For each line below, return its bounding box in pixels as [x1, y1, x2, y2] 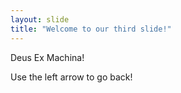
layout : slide [10, 14, 70, 25]
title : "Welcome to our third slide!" [10, 24, 172, 34]
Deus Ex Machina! [10, 51, 85, 63]
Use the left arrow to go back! [10, 71, 133, 83]
